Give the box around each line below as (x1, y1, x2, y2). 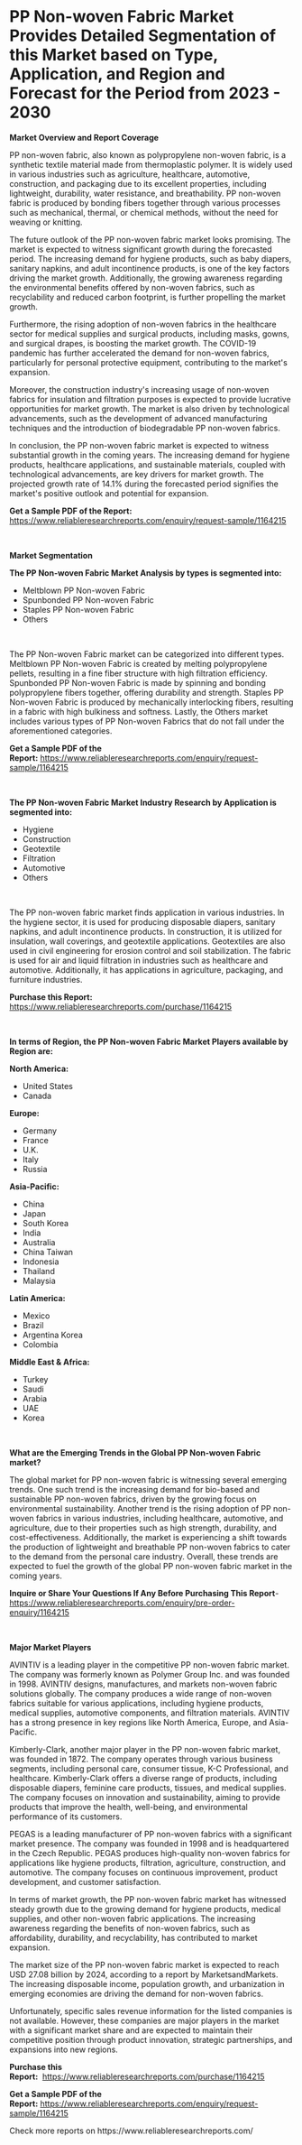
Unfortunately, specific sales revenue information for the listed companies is (9, 2005, 293, 2016)
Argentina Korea (22, 1329, 83, 1340)
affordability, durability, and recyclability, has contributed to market (9, 1932, 258, 1943)
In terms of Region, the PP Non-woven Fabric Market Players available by (9, 1036, 288, 1047)
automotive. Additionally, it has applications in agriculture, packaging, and (9, 964, 284, 975)
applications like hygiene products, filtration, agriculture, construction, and (9, 1857, 286, 1868)
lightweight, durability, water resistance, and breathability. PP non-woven (9, 188, 281, 199)
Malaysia (22, 1275, 56, 1286)
